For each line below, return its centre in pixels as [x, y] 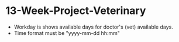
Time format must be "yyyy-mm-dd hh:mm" [67, 33]
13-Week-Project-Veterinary [76, 11]
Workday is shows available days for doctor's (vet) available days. [93, 27]
